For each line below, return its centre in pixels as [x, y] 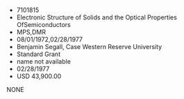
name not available [43, 61]
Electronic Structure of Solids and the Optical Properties [97, 17]
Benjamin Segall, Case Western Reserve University [89, 47]
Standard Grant [38, 54]
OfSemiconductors [43, 25]
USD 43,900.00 [39, 76]
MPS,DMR [31, 32]
